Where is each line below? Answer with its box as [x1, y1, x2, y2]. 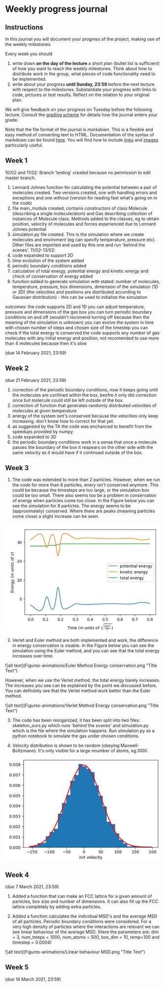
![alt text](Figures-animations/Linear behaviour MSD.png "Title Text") [5, 949, 145, 955]
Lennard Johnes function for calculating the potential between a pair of [12, 184, 157, 190]
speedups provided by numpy [12, 428, 73, 434]
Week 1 [5, 157, 28, 165]
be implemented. [12, 76, 47, 82]
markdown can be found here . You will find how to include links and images [5, 137, 159, 143]
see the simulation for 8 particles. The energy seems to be [12, 503, 131, 509]
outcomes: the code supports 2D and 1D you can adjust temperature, [5, 304, 145, 310]
